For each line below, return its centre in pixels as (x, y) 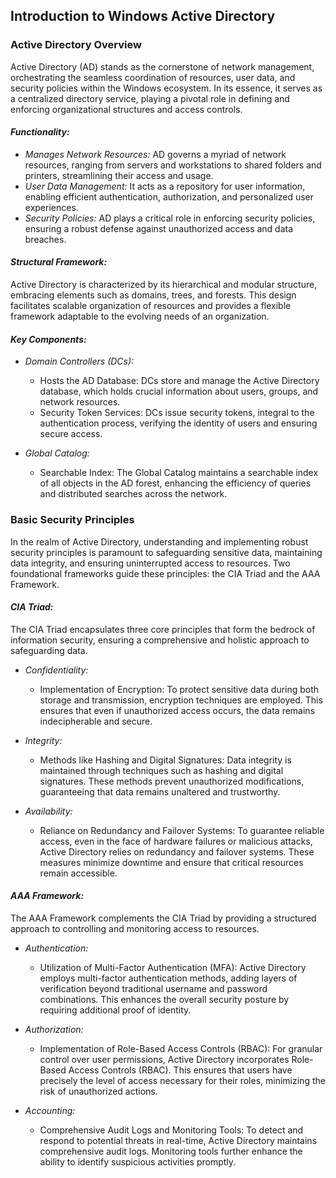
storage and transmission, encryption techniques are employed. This (181, 700)
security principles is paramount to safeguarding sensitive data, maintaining (166, 552)
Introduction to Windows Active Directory (143, 16)
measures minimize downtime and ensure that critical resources (171, 862)
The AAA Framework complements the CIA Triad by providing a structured (163, 918)
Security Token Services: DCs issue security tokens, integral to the (177, 413)
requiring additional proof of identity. (115, 1010)
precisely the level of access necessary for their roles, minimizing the (182, 1080)
